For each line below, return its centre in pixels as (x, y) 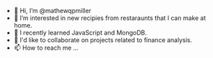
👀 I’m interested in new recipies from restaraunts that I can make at (110, 18)
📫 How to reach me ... (46, 48)
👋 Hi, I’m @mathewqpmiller (53, 11)
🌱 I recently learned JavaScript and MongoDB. (80, 32)
